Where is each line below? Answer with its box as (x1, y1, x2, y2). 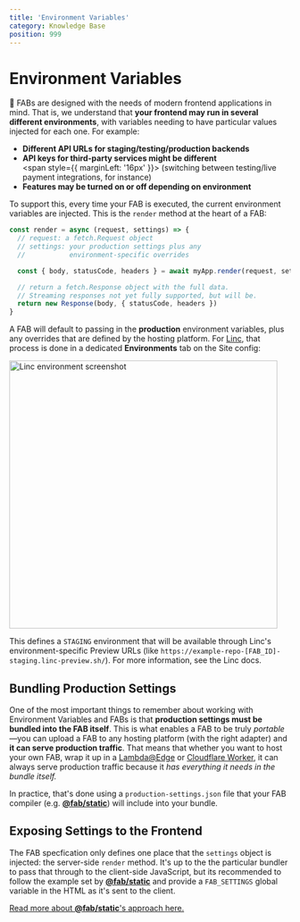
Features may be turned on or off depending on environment (21, 181, 252, 192)
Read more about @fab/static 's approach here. (9, 902, 185, 913)
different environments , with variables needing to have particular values (9, 117, 278, 128)
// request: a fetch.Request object (17, 234, 154, 243)
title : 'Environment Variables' (9, 13, 129, 22)
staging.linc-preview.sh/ (9, 657, 105, 666)
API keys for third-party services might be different (21, 153, 217, 163)
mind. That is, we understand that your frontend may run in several (9, 107, 259, 118)
